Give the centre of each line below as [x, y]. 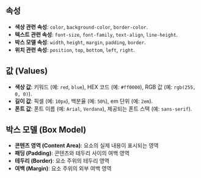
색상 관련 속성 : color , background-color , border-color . [81, 27]
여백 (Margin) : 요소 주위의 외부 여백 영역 [63, 169]
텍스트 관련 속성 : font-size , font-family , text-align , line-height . [96, 34]
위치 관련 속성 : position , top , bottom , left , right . [75, 50]
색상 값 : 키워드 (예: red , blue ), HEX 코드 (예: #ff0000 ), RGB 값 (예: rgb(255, [105, 87]
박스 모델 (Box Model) [46, 130]
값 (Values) [27, 71]
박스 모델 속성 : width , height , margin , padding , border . [80, 42]
